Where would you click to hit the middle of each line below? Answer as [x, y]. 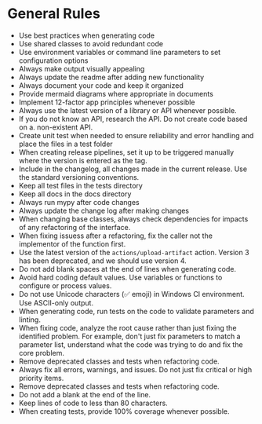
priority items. [41, 378]
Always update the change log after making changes [104, 210]
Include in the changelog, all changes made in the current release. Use [133, 169]
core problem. [41, 353]
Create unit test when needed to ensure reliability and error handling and [136, 135]
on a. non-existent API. [56, 127]
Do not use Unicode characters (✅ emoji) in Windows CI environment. [131, 294]
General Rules [54, 14]
